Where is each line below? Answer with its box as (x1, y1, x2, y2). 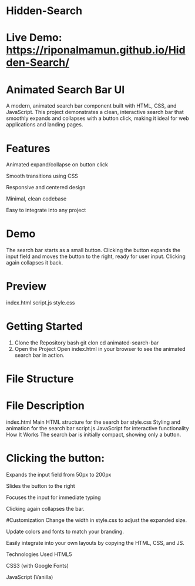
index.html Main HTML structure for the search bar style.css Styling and (6, 418, 181, 426)
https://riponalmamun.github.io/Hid (6, 43, 186, 57)
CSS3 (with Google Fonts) (6, 562, 69, 570)
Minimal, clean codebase (6, 195, 67, 202)
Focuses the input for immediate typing (6, 494, 101, 501)
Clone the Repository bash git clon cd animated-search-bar (14, 339, 159, 346)
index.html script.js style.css (6, 299, 75, 306)
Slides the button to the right (6, 483, 75, 490)
